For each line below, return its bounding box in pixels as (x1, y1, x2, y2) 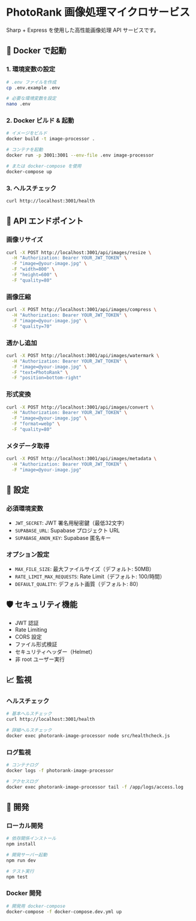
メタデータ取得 (6, 442, 50, 450)
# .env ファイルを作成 (6, 79, 57, 85)
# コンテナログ (6, 762, 39, 768)
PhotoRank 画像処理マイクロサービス (6, 5, 191, 19)
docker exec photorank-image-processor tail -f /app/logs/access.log (6, 784, 184, 790)
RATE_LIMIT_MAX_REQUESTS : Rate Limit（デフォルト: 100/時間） (14, 573, 165, 580)
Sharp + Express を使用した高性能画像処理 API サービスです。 (6, 26, 159, 34)
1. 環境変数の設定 (6, 65, 56, 74)
